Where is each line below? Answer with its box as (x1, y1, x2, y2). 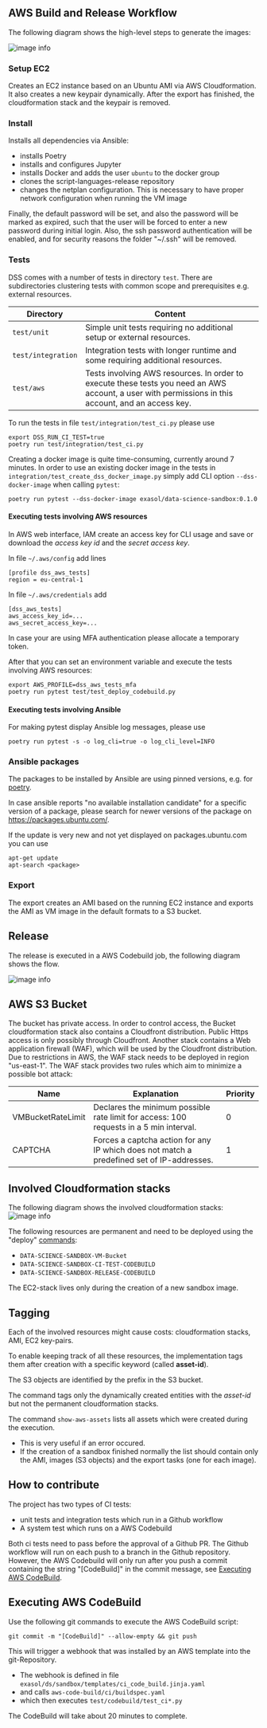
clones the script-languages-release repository (19, 177, 175, 186)
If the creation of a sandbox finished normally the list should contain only (19, 1446, 259, 1456)
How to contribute (8, 1478, 100, 1492)
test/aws (12, 383, 45, 393)
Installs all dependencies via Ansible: (8, 135, 130, 146)
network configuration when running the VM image (19, 194, 188, 203)
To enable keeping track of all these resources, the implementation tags (8, 1350, 243, 1361)
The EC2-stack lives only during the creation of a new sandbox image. (8, 1283, 239, 1293)
